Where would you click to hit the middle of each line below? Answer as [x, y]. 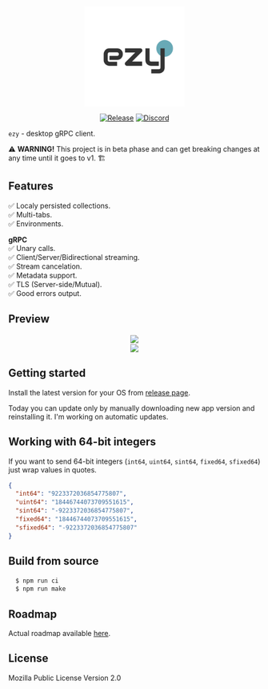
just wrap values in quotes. [53, 469]
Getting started [47, 373]
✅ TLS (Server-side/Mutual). [55, 284]
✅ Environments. [36, 223]
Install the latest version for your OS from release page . [99, 392]
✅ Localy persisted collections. [60, 205]
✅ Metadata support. [43, 275]
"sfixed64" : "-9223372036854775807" [76, 527]
